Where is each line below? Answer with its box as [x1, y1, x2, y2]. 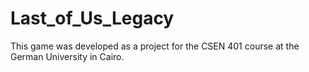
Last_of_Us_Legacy [10, 7, 175, 30]
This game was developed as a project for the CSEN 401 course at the [10, 40, 300, 52]
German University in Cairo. [10, 50, 125, 62]
